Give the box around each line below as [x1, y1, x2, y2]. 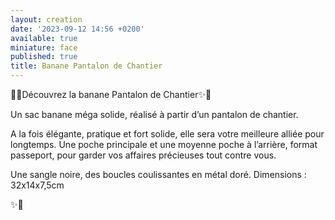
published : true [10, 52, 78, 62]
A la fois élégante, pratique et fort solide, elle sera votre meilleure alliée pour [10, 128, 325, 140]
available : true [10, 33, 78, 43]
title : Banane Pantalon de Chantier [10, 61, 163, 71]
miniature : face [10, 42, 78, 53]
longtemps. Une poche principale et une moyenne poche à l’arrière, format [10, 139, 318, 150]
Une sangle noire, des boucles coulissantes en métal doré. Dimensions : [10, 169, 307, 180]
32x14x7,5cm [10, 179, 65, 191]
